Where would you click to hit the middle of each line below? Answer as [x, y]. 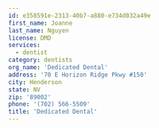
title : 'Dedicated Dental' [53, 112]
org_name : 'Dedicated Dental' [58, 68]
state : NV [25, 89]
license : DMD [30, 38]
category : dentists [41, 60]
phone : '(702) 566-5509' [49, 104]
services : [25, 45]
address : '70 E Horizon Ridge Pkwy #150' [78, 75]
